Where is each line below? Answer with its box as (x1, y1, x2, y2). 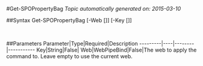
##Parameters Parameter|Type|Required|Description (6, 40, 138, 47)
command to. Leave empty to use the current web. (6, 53, 133, 59)
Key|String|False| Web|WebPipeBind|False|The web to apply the (36, 46, 197, 53)
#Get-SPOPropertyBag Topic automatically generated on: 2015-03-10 (6, 5, 181, 12)
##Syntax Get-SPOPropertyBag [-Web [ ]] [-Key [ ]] (6, 17, 132, 23)
